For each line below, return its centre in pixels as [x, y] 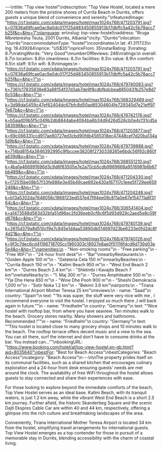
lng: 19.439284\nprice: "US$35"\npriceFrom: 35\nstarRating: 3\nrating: [76, 48]
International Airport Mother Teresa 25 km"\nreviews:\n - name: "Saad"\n [78, 290]
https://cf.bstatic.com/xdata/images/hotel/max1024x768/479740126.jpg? [80, 239]
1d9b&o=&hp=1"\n [23, 141]
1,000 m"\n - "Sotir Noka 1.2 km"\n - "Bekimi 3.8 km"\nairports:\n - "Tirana [79, 285]
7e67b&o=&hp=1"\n [24, 110]
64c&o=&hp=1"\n [22, 203]
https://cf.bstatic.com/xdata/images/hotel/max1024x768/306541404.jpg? [80, 208]
